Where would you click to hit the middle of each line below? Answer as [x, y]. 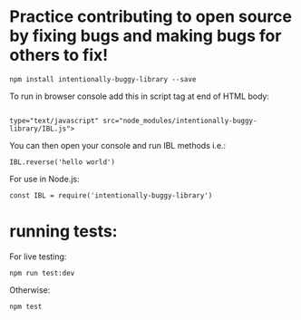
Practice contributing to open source [151, 17]
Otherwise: [30, 290]
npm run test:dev [42, 273]
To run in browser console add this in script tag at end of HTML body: [140, 96]
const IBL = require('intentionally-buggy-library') [111, 195]
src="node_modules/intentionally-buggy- [180, 121]
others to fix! [59, 55]
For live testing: [38, 257]
